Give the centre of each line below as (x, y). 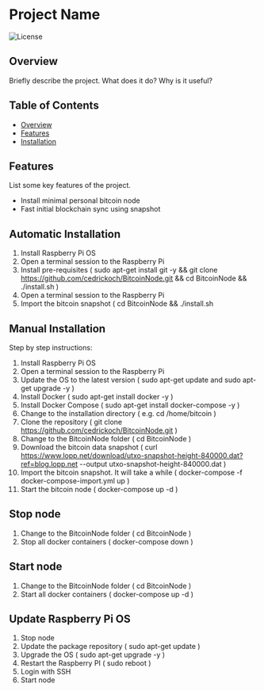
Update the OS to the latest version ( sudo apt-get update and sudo (130, 380)
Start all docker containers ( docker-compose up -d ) (107, 594)
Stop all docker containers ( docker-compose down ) (107, 541)
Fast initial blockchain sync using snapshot (90, 209)
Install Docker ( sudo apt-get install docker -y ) (97, 397)
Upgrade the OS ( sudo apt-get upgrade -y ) (93, 655)
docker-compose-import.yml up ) (75, 481)
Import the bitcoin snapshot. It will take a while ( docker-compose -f (131, 472)
